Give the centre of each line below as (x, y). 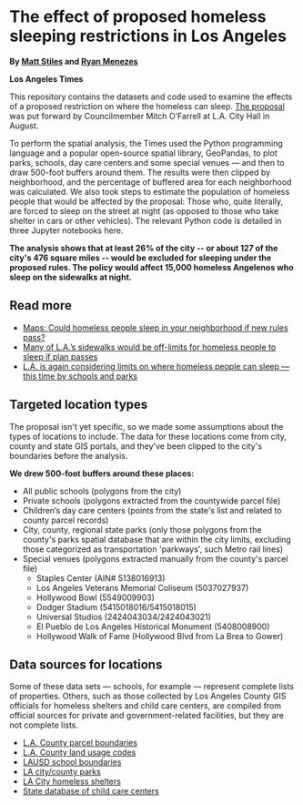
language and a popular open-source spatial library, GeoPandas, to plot (143, 153)
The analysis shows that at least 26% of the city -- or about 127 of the (144, 248)
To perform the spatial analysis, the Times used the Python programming (146, 143)
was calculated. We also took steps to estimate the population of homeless (150, 191)
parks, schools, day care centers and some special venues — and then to (147, 162)
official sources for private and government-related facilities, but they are (147, 716)
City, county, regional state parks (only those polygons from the (142, 529)
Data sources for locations (86, 664)
